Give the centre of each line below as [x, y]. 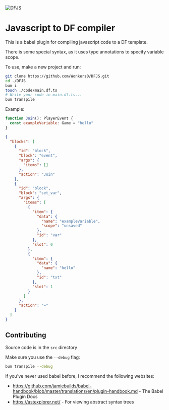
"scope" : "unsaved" [62, 226]
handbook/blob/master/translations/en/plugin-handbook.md [75, 391]
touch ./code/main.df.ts [31, 90]
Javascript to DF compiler [60, 28]
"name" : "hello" [58, 268]
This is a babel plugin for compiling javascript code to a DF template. [76, 42]
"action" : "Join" [37, 174]
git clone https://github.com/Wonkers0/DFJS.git [57, 76]
